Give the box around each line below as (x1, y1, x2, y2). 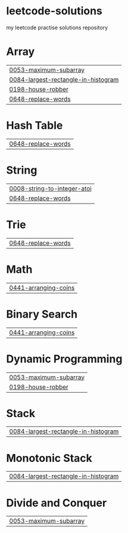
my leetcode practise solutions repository (6, 24, 108, 31)
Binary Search (6, 307, 78, 321)
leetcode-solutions (6, 4, 103, 18)
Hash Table (6, 119, 63, 133)
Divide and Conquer (6, 496, 107, 510)
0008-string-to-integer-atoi (9, 184, 92, 192)
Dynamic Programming (6, 352, 123, 365)
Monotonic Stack (6, 451, 92, 465)
